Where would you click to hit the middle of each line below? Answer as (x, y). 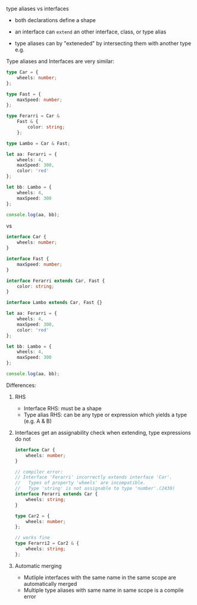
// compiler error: (39, 472)
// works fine (32, 538)
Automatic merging (38, 566)
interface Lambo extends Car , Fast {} (54, 303)
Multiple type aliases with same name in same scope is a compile (104, 590)
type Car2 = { (32, 516)
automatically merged (50, 583)
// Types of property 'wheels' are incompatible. (80, 483)
